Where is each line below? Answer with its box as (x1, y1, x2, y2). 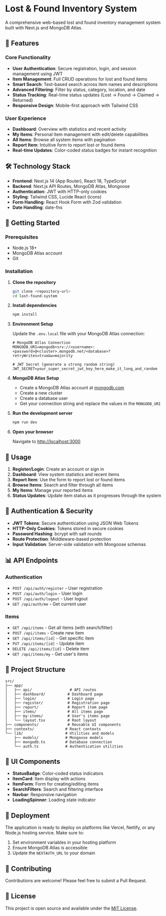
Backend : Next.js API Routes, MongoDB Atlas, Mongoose (12, 183, 130, 189)
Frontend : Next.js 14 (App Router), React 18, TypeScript (12, 178, 127, 184)
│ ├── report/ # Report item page (5, 705, 108, 710)
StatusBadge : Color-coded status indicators (12, 770, 103, 776)
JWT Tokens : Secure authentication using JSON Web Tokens (12, 520, 139, 526)
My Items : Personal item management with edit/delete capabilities (12, 131, 148, 137)
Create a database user (19, 395, 68, 401)
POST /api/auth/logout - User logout (12, 595, 88, 602)
